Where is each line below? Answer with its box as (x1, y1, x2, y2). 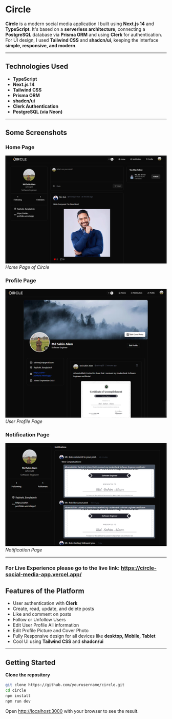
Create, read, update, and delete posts (12, 605, 95, 612)
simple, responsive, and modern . (5, 42, 77, 48)
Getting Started (5, 658, 56, 667)
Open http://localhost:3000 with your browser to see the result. (5, 708, 139, 714)
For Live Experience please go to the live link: (5, 564, 120, 571)
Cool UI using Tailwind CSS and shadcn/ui (12, 638, 104, 644)
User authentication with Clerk (12, 600, 78, 606)
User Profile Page (5, 418, 42, 425)
